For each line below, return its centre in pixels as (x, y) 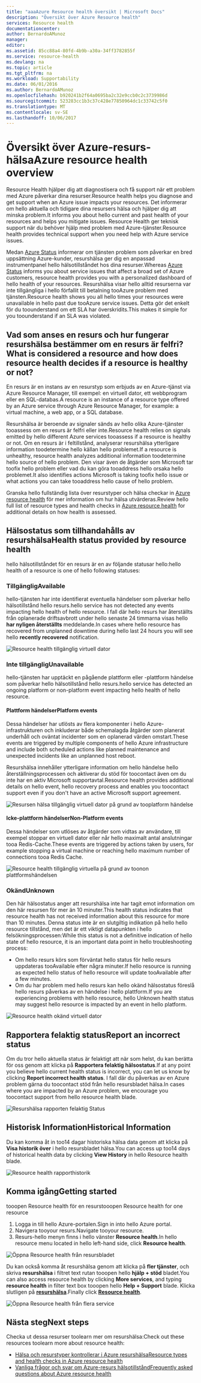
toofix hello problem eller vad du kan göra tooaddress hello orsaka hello (95, 468)
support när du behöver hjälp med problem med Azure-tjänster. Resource (96, 228)
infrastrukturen (25, 730)
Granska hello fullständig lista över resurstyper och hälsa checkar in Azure (98, 493)
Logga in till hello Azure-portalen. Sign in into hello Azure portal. (93, 1224)
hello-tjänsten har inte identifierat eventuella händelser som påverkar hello (98, 599)
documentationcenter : (33, 28)
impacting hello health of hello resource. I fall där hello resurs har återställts (100, 612)
